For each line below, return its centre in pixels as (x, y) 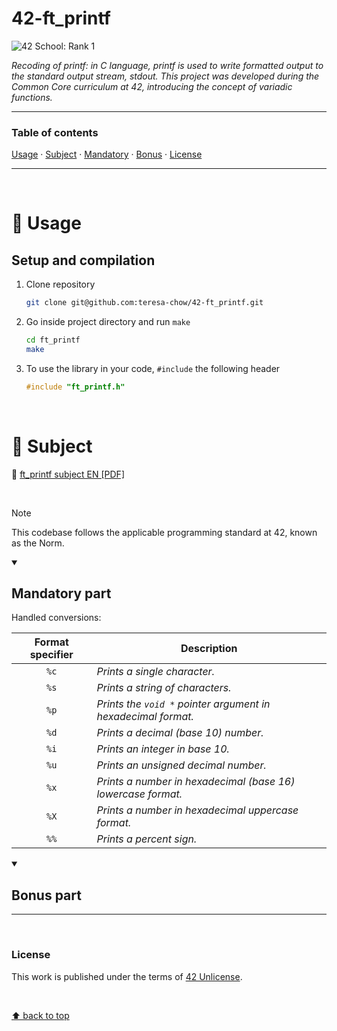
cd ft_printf (53, 340)
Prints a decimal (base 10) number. (180, 733)
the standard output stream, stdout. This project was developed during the (165, 76)
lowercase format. (139, 794)
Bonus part (46, 895)
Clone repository (60, 284)
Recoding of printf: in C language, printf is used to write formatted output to (167, 65)
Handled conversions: (56, 618)
